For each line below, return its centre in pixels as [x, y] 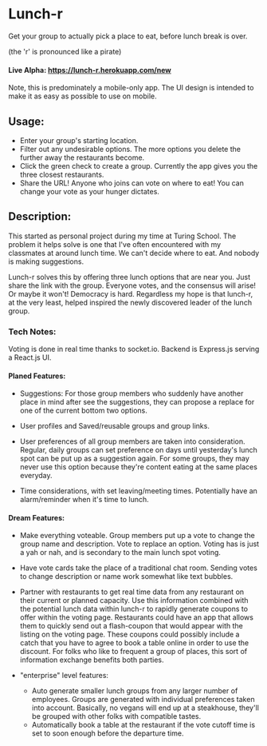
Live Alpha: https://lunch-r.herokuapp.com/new [90, 70]
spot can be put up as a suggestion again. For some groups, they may [134, 459]
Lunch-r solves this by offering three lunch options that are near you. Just [130, 277]
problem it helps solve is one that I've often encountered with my [115, 244]
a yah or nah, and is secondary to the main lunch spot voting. [120, 553]
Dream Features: [37, 517]
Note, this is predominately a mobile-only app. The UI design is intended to [131, 88]
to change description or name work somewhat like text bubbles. [126, 576]
